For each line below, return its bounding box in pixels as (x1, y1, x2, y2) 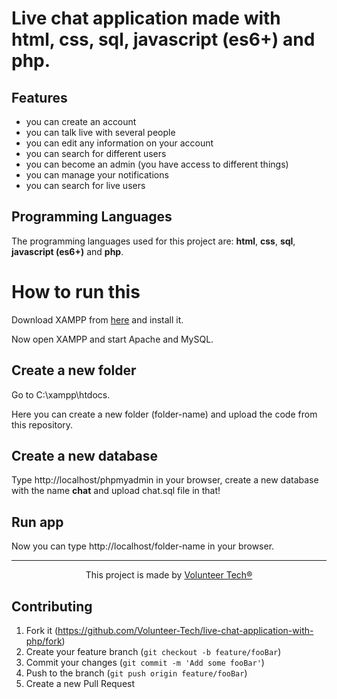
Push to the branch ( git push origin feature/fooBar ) (25, 667, 248, 679)
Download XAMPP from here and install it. (11, 313, 184, 326)
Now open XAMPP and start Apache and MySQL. (11, 333, 214, 345)
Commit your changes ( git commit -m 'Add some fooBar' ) (25, 657, 265, 668)
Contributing (11, 598, 93, 615)
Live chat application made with (11, 7, 281, 30)
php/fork (25, 635, 63, 647)
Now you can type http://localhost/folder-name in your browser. (11, 540, 275, 552)
